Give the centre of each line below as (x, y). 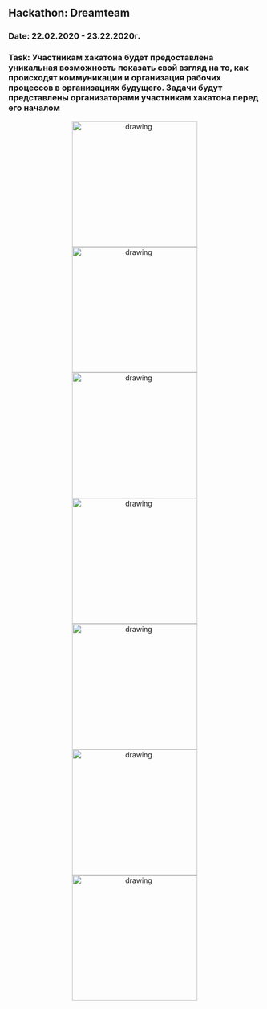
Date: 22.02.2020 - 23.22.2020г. (75, 36)
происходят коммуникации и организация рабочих (115, 78)
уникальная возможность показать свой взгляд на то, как (128, 68)
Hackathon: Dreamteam (69, 13)
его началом (34, 108)
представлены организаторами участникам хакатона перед (133, 98)
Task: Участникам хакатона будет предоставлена (111, 58)
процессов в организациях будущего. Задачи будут (115, 88)
